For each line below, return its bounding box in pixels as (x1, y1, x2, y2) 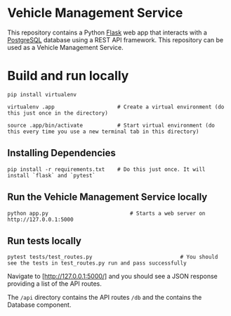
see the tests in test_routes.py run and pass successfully (7, 260, 187, 267)
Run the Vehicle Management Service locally (7, 191, 208, 203)
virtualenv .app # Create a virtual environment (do (7, 103, 225, 110)
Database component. (7, 301, 72, 309)
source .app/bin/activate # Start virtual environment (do (7, 122, 216, 129)
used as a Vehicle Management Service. (7, 43, 124, 51)
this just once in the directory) (7, 109, 109, 117)
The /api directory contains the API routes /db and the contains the (7, 293, 202, 302)
